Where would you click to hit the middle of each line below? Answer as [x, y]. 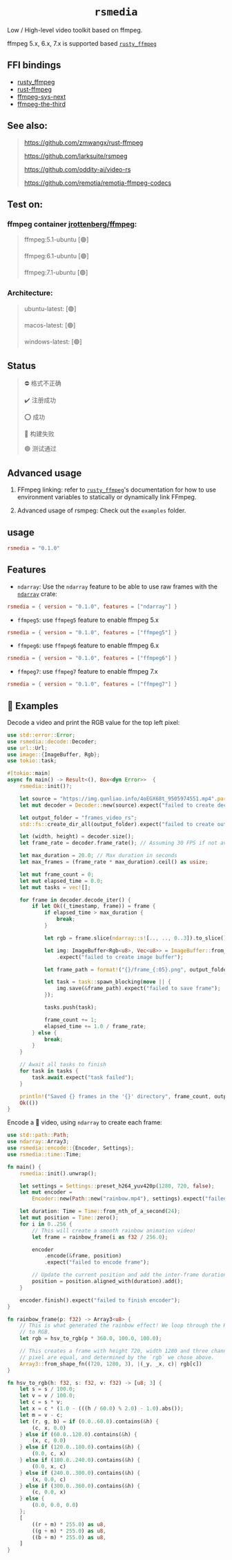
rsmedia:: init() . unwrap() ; [58, 1173]
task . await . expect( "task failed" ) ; [83, 1077]
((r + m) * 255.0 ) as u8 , [69, 1524]
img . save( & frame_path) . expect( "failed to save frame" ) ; [138, 989]
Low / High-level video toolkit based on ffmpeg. [75, 30]
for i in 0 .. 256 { [46, 1224]
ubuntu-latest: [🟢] [50, 308]
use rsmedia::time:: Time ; [44, 1154]
